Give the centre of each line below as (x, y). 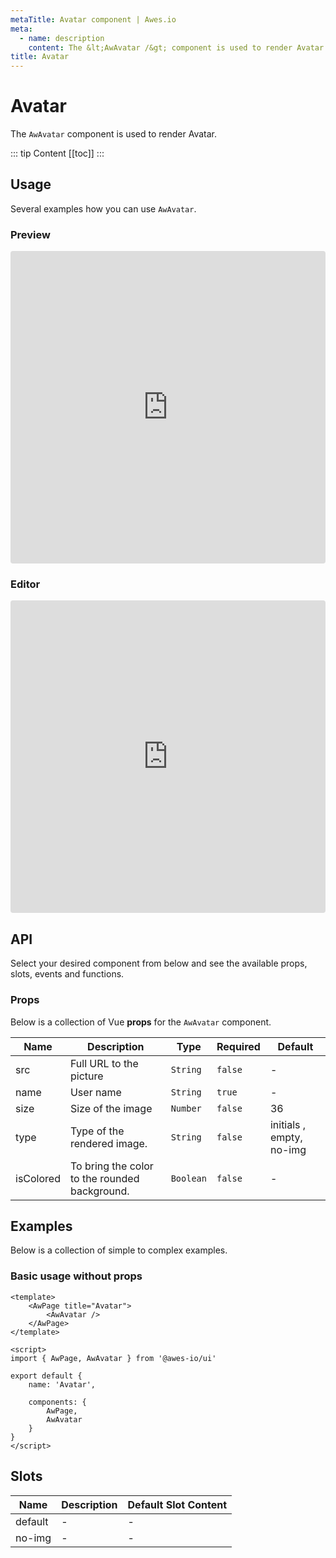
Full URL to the (104, 1063)
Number (186, 1108)
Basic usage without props (76, 1276)
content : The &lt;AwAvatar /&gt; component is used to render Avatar (176, 47)
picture (86, 1076)
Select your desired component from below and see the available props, (159, 963)
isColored (38, 1178)
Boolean (188, 1178)
